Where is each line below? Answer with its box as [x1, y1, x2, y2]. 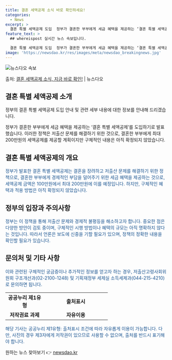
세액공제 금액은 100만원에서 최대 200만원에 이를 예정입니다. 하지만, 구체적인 [5, 181, 158, 187]
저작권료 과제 [9, 311, 40, 318]
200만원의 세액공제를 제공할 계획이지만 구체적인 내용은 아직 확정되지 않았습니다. [5, 137, 165, 143]
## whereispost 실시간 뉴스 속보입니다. [10, 36, 87, 42]
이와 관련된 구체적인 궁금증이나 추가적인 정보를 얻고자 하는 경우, [5, 268, 133, 274]
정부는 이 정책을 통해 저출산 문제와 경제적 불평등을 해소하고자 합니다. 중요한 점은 [5, 218, 165, 225]
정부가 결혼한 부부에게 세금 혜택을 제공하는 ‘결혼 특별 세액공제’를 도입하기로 [5, 124, 155, 130]
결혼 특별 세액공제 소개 [5, 92, 73, 101]
